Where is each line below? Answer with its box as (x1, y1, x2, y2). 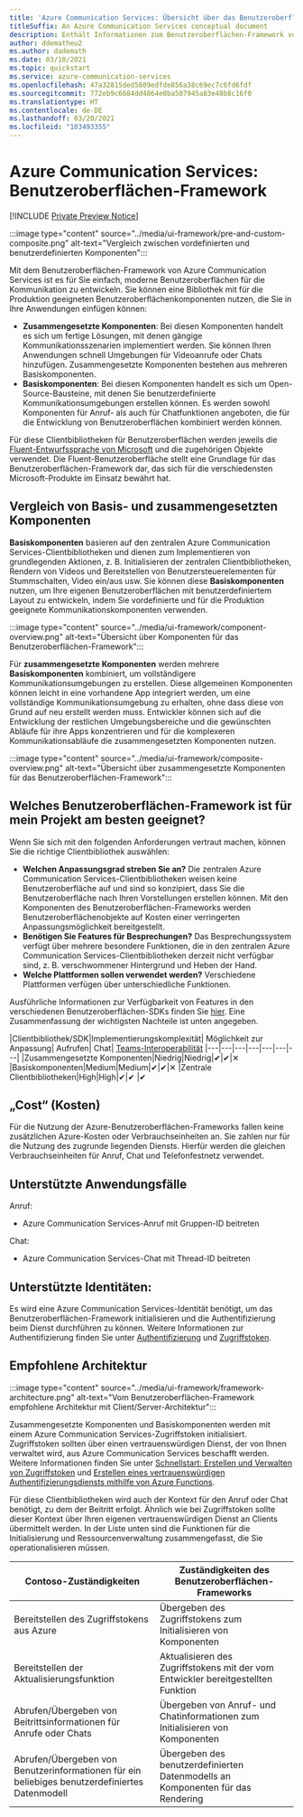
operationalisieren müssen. (9, 1542, 110, 1553)
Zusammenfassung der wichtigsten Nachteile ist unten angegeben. (9, 1015, 259, 1026)
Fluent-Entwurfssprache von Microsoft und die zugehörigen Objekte (9, 444, 263, 455)
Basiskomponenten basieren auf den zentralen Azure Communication (9, 537, 271, 548)
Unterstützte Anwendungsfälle (9, 1176, 188, 1191)
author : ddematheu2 (9, 38, 83, 48)
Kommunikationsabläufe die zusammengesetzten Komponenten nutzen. (9, 735, 277, 746)
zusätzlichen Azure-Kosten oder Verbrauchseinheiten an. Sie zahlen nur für (9, 1131, 290, 1142)
